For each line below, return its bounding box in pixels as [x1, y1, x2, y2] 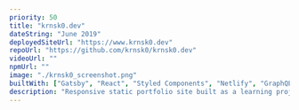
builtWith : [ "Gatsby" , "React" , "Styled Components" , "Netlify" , [9, 79, 257, 88]
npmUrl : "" [9, 63, 50, 72]
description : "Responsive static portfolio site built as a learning [9, 87, 273, 96]
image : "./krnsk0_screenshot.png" [9, 71, 138, 80]
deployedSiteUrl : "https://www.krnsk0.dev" [9, 37, 174, 47]
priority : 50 [9, 12, 58, 22]
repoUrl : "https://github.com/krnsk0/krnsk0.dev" [9, 46, 198, 55]
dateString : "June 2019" [9, 29, 101, 38]
